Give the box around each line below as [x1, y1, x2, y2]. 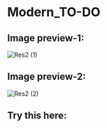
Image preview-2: [7, 71, 86, 83]
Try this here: [7, 110, 67, 122]
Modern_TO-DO [7, 4, 101, 20]
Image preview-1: [7, 32, 85, 44]
